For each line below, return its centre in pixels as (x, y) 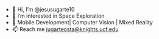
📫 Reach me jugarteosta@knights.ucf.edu (65, 29)
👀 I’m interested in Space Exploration (58, 16)
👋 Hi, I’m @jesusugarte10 (43, 9)
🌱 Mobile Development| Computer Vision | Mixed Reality (83, 22)
